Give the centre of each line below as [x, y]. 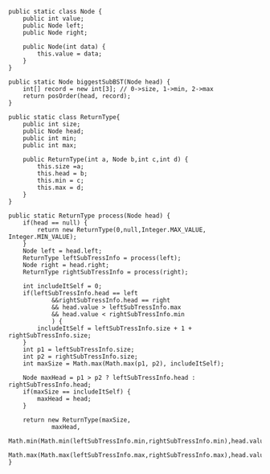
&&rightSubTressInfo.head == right [111, 300]
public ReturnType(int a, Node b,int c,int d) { [106, 159]
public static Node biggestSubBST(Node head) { [90, 82]
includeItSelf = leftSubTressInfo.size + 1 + [115, 328]
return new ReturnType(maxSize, [77, 420]
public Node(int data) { [64, 47]
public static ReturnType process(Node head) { [90, 216]
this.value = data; [70, 54]
